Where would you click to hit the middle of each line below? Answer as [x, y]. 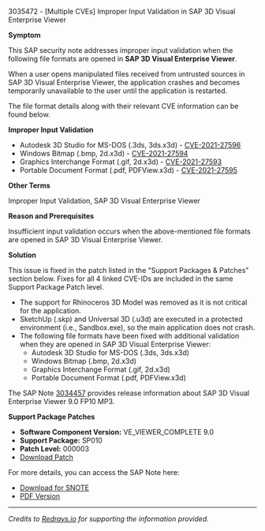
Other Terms [30, 185]
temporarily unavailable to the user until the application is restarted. [118, 91]
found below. [29, 114]
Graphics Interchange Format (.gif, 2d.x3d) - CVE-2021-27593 [121, 162]
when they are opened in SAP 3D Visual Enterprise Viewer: [115, 344]
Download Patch [46, 457]
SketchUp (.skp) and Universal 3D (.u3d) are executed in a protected [131, 319]
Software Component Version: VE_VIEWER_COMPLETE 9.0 [117, 432]
